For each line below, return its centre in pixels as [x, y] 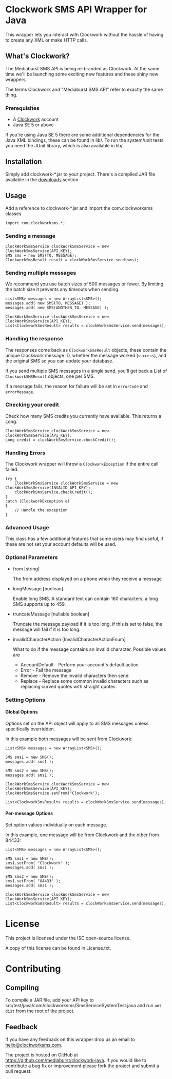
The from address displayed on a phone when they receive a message [87, 579]
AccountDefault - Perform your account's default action [79, 664]
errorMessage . [20, 392]
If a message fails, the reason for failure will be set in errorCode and [77, 386]
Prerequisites [22, 108]
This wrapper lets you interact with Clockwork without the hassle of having [84, 34]
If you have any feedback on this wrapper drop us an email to [70, 1039]
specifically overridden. [30, 729]
